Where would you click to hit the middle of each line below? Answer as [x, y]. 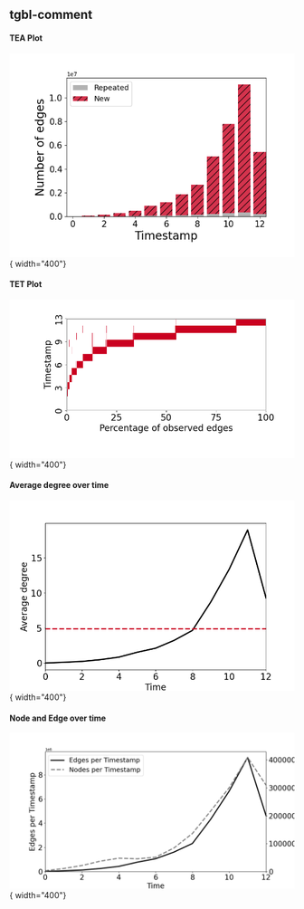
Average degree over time [59, 485]
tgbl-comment [51, 15]
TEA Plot [26, 38]
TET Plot [26, 284]
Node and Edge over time [58, 718]
